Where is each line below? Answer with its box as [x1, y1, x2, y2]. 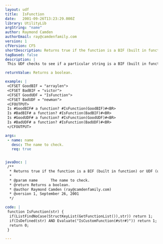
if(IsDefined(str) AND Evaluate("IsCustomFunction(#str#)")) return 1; [9, 218, 158, 223]
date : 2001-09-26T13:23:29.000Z [5, 16, 75, 21]
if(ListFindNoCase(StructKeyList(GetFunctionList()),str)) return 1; [9, 214, 153, 219]
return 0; [9, 223, 29, 228]
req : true [11, 147, 32, 151]
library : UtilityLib [5, 20, 47, 26]
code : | [5, 205, 21, 210]
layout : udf [5, 7, 29, 12]
